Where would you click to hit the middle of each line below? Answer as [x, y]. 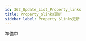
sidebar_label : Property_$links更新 [42, 19]
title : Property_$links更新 [34, 14]
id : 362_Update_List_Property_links [43, 10]
